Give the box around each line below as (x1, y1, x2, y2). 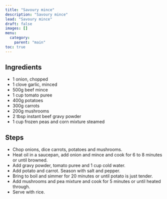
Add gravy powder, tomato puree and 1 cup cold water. (12, 162, 126, 168)
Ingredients (5, 63, 42, 71)
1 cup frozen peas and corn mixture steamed (12, 118, 105, 125)
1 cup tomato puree (12, 92, 52, 98)
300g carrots (12, 103, 40, 109)
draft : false (5, 21, 32, 26)
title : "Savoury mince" (5, 7, 55, 12)
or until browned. (12, 157, 48, 163)
